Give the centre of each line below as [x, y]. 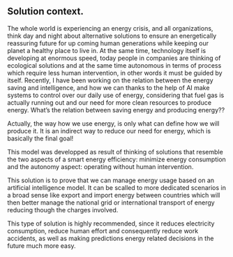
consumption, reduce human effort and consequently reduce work [103, 230]
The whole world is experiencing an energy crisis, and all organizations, [110, 28]
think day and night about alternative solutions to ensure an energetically [112, 36]
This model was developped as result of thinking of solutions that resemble [115, 152]
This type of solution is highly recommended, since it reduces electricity [111, 223]
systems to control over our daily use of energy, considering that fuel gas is [116, 95]
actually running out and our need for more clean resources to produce [109, 102]
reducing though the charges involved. [63, 210]
